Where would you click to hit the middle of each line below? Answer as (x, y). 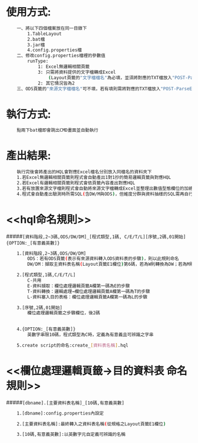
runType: (38, 61)
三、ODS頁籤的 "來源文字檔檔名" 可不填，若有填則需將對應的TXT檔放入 (89, 89)
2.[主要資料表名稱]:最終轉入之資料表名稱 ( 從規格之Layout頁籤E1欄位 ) (91, 424)
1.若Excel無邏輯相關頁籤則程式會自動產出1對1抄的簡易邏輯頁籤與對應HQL (94, 178)
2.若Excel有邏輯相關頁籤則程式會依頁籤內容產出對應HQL (76, 183)
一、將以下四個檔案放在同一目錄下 (52, 28)
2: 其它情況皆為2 (56, 83)
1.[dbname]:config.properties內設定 (60, 413)
